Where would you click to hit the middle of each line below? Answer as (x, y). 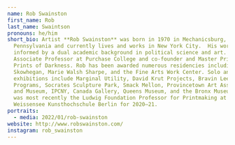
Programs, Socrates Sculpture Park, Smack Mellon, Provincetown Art (115, 85)
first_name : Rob (31, 20)
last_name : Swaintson (39, 26)
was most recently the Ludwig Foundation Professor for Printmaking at (120, 98)
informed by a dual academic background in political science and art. (120, 53)
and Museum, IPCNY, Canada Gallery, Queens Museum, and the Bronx (112, 91)
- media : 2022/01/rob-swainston (61, 117)
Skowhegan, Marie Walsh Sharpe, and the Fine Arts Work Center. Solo (117, 72)
